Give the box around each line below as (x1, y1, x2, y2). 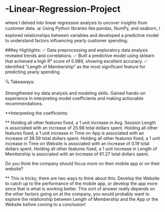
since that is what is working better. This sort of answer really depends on (5, 185, 155, 191)
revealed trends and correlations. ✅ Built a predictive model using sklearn (5, 53, 155, 59)
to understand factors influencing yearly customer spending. (5, 37, 129, 43)
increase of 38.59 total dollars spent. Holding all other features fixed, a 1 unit (5, 135, 160, 141)
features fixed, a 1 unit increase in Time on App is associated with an (5, 130, 144, 136)
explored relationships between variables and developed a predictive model (5, 32, 159, 38)
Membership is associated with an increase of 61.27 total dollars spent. (5, 151, 149, 157)
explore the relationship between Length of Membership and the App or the (5, 196, 159, 202)
